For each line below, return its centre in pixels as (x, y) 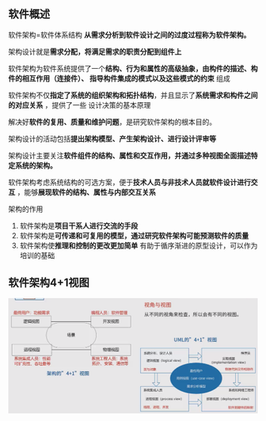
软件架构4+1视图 (49, 283)
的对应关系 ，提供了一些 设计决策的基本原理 (80, 104)
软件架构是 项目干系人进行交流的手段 (79, 226)
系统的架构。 (36, 165)
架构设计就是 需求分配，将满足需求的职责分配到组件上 (95, 51)
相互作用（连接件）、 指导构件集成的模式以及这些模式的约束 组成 (126, 78)
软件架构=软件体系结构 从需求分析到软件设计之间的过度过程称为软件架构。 (129, 35)
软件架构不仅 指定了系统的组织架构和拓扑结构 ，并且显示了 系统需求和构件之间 (133, 95)
